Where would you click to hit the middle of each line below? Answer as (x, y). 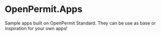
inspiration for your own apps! (36, 28)
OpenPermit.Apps (44, 9)
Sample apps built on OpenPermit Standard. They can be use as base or (80, 23)
